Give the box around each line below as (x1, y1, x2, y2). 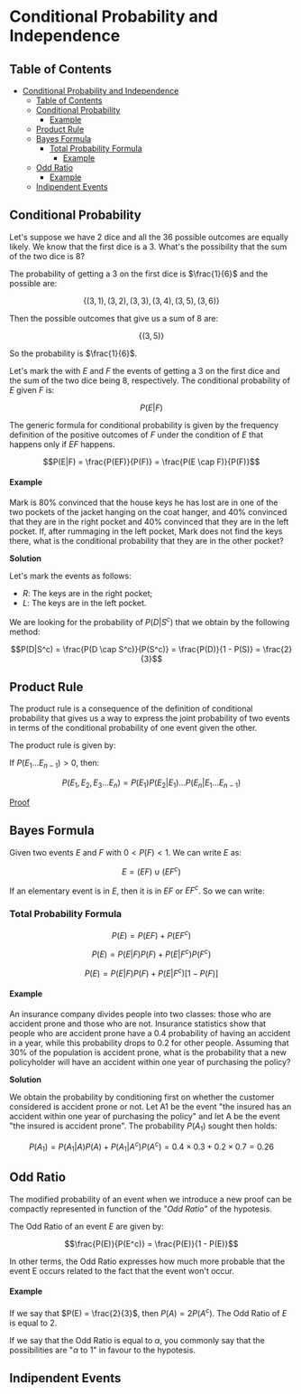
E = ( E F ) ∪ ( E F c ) (121, 865, 182, 877)
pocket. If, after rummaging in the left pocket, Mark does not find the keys (9, 526, 283, 537)
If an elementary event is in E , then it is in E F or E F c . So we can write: (9, 884, 266, 896)
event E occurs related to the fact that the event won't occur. (9, 1265, 235, 1276)
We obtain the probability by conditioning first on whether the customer (9, 1091, 275, 1102)
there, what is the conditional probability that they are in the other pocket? (9, 536, 284, 547)
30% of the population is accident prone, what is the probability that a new (9, 1046, 287, 1058)
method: (9, 626, 41, 637)
